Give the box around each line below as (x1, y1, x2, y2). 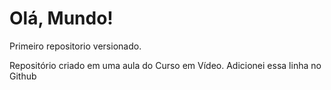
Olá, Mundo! (9, 7, 114, 30)
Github (9, 70, 37, 82)
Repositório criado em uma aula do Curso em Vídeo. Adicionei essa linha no (9, 59, 322, 71)
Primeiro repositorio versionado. (9, 40, 142, 52)
